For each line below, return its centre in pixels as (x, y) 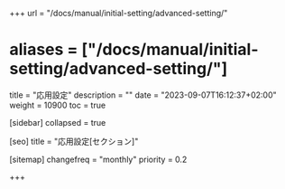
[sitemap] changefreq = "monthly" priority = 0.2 (98, 159)
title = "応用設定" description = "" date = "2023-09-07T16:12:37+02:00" (143, 95)
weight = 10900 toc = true (58, 105)
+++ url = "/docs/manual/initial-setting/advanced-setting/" (119, 13)
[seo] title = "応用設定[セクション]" (74, 141)
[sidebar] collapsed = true (58, 122)
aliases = (44, 50)
